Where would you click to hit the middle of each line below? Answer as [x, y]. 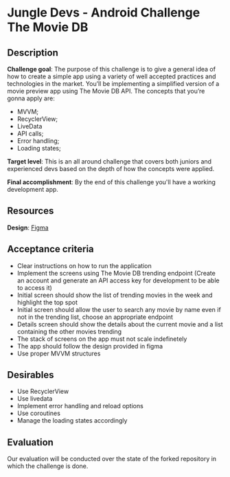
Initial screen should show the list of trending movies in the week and [115, 295]
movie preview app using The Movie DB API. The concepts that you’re [106, 91]
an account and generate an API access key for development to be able [118, 280]
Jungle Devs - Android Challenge [104, 13]
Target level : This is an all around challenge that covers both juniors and [109, 162]
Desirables [31, 375]
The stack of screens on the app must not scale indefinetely [102, 339]
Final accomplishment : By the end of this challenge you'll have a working [112, 182]
